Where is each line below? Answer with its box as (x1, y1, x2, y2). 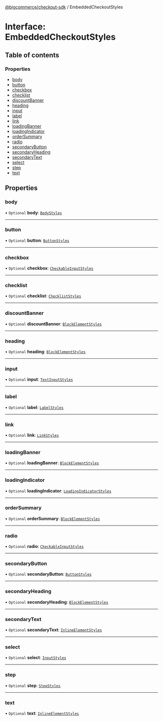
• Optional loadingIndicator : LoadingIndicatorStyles (5, 487, 112, 494)
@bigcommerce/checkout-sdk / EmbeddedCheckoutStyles (5, 4, 123, 10)
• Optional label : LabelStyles (5, 404, 64, 410)
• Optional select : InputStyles (5, 655, 66, 661)
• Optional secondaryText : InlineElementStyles (5, 627, 102, 633)
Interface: (5, 21, 46, 32)
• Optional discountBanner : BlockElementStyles (5, 321, 102, 327)
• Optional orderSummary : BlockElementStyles (5, 515, 100, 521)
